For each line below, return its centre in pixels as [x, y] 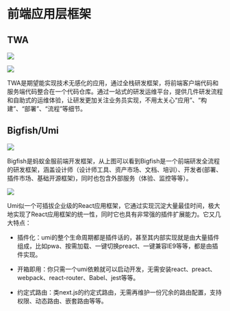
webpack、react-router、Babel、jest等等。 [78, 277]
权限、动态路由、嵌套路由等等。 [62, 301]
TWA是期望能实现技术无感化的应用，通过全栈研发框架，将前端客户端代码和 [113, 83]
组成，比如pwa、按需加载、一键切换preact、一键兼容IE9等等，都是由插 [117, 246]
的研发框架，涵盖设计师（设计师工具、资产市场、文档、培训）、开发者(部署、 [115, 170]
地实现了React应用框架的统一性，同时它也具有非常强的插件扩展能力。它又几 [114, 214]
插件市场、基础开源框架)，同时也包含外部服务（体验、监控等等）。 [100, 178]
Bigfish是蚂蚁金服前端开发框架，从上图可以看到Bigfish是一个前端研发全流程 [114, 161]
